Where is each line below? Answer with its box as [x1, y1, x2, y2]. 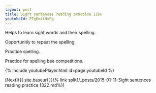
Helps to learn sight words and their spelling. [5, 30, 96, 36]
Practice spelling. [5, 48, 40, 54]
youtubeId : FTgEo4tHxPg [5, 16, 54, 21]
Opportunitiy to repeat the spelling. [5, 39, 76, 45]
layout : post [5, 7, 32, 12]
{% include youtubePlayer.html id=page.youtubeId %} [5, 68, 115, 73]
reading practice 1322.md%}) [5, 82, 65, 88]
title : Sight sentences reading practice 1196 [5, 12, 102, 17]
